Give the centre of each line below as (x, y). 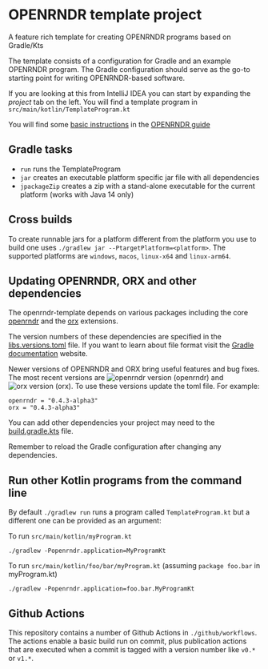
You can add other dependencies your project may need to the (112, 423)
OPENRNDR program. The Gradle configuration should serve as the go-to (129, 69)
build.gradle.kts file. (41, 431)
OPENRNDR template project (105, 15)
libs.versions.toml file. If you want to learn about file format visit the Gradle (131, 345)
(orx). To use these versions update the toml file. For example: (157, 387)
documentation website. (48, 354)
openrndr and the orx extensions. (63, 321)
